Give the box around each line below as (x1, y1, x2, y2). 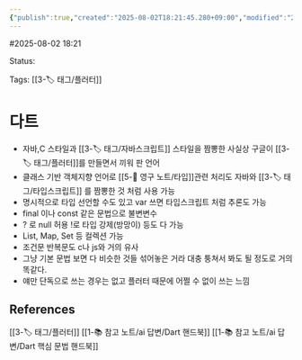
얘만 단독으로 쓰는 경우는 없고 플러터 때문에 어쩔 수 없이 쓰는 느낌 (22, 275, 250, 286)
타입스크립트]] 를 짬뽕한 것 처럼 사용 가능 (32, 185, 175, 196)
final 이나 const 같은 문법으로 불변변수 (22, 208, 157, 219)
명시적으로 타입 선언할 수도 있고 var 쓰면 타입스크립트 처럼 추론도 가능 (22, 196, 267, 207)
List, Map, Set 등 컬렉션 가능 (22, 230, 124, 241)
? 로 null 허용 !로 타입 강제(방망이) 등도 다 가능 (22, 219, 184, 229)
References (9, 301, 75, 317)
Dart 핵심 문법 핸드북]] (19, 341, 99, 352)
